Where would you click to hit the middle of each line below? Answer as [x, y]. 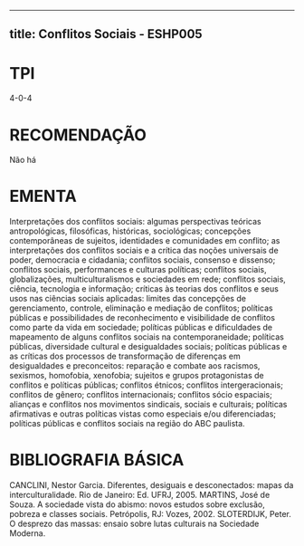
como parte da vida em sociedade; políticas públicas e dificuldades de [141, 328]
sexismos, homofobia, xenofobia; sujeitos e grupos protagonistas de [137, 376]
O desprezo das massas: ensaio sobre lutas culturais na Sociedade [134, 524]
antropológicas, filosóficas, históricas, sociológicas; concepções [130, 231]
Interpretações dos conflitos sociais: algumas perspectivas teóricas [135, 222]
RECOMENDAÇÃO [78, 134]
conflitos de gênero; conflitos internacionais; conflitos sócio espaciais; [141, 395]
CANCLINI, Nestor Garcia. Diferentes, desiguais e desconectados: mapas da [152, 485]
